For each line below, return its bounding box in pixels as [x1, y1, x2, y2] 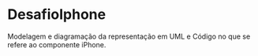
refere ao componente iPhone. [7, 39, 107, 49]
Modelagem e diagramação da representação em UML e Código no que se [7, 32, 251, 41]
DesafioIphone [7, 6, 107, 24]
